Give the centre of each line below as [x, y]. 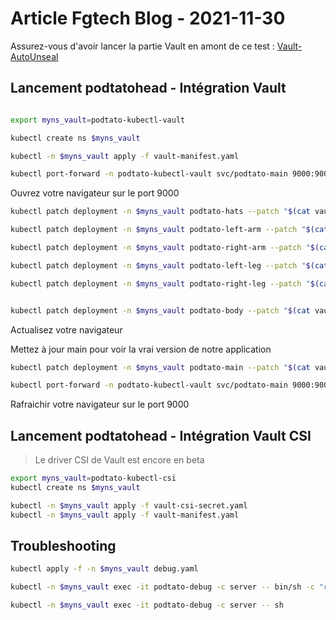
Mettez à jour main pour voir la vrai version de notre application [141, 349]
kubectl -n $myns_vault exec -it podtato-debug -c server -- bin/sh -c [162, 587]
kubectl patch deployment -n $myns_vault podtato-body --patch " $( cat [160, 310]
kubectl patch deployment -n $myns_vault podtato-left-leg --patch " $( [162, 265]
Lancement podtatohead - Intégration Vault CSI [161, 435]
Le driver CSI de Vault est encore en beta [119, 460]
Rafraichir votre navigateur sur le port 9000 [100, 404]
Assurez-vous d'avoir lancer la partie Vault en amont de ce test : [142, 46]
